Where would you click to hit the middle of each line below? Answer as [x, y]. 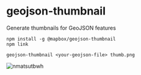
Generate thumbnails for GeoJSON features [61, 28]
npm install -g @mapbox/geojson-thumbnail [61, 39]
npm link [17, 44]
